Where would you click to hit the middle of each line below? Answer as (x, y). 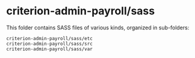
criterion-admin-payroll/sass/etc (50, 38)
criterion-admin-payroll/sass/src (50, 44)
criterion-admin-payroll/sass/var (50, 49)
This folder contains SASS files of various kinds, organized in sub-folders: (98, 28)
